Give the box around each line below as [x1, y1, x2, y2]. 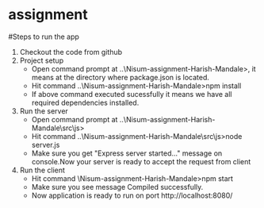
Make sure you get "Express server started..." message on [31, 148, 223, 158]
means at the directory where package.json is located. [31, 72, 210, 82]
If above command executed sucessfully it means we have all [31, 89, 232, 98]
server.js [31, 140, 60, 149]
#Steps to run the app [8, 32, 79, 41]
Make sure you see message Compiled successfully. [31, 182, 204, 191]
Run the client [19, 165, 66, 175]
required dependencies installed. [31, 98, 140, 107]
